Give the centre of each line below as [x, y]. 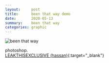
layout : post [23, 9]
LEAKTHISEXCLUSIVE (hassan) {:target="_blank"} [55, 55]
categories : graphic [26, 27]
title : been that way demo [38, 14]
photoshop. [17, 50]
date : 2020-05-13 [29, 18]
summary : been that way [32, 23]
